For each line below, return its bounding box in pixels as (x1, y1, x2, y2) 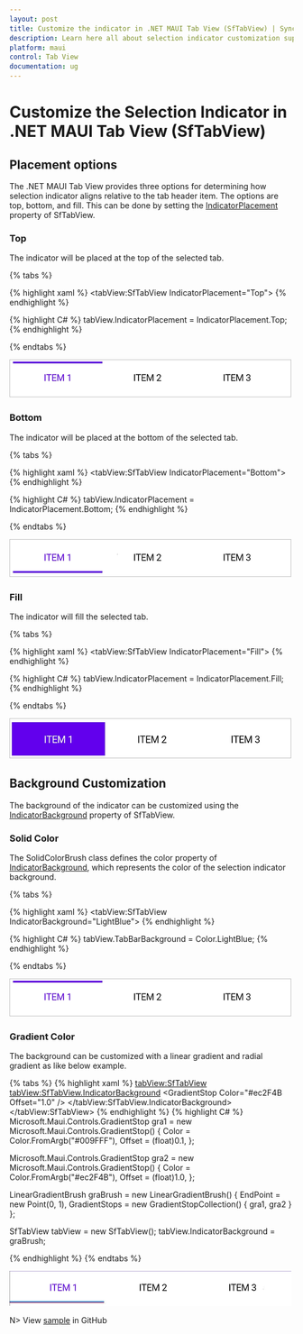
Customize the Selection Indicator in (9, 102, 288, 123)
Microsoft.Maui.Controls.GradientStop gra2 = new (9, 1153, 195, 1164)
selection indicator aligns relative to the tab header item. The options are (9, 190, 280, 201)
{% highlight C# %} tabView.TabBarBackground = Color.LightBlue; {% (9, 934, 269, 944)
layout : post (9, 14, 59, 23)
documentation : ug (9, 62, 78, 71)
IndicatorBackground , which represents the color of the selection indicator (9, 862, 286, 873)
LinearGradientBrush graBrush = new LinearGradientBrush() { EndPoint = (9, 1190, 281, 1201)
